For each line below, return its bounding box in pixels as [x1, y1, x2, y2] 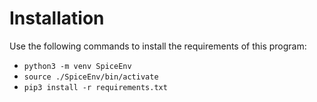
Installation [9, 7, 105, 30]
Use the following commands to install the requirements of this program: [9, 40, 307, 52]
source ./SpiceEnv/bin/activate [23, 72, 159, 82]
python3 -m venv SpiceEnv [23, 61, 132, 71]
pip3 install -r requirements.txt [23, 82, 168, 92]
